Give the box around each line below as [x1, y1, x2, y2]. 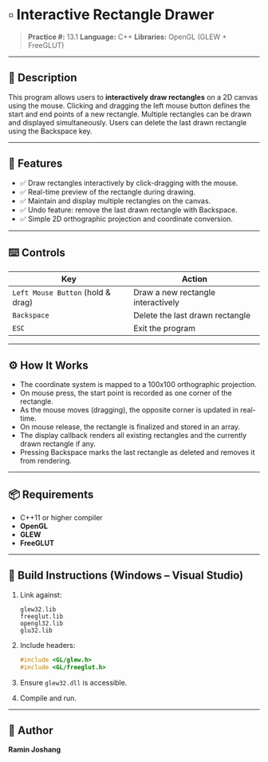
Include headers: [19, 640, 76, 649]
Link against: [19, 590, 62, 599]
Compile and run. [19, 693, 77, 703]
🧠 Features [8, 157, 63, 171]
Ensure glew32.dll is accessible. [19, 677, 128, 687]
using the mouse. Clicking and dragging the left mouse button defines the [8, 101, 250, 110]
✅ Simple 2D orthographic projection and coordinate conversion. [19, 214, 234, 223]
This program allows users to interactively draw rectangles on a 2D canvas [8, 92, 258, 101]
